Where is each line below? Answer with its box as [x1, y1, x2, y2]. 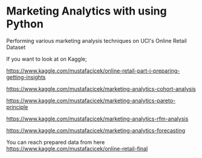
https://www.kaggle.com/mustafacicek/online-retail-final [6, 145, 148, 152]
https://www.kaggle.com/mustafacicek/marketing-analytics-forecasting [6, 127, 186, 134]
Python [6, 17, 44, 31]
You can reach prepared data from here [6, 138, 105, 146]
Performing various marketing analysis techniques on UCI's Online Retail [6, 37, 187, 44]
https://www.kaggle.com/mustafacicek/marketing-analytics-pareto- [6, 97, 176, 104]
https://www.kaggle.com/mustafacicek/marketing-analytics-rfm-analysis [6, 115, 189, 122]
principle [6, 103, 28, 110]
